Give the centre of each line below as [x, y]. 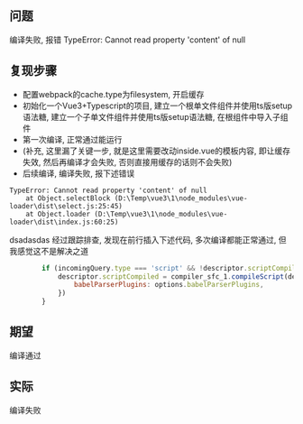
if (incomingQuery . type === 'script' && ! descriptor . [145, 268]
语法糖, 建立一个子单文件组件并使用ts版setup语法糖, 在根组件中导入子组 [155, 116]
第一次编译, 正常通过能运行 [72, 139]
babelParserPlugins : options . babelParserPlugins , [169, 285]
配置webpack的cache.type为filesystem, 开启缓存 [113, 94]
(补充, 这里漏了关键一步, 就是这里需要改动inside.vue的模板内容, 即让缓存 [156, 151]
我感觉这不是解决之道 [49, 251]
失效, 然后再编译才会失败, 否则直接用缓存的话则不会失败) [127, 161]
